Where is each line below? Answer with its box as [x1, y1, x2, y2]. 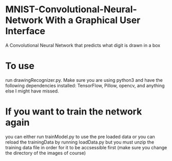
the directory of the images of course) [5, 150, 86, 156]
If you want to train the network [5, 106, 142, 118]
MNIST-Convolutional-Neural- [5, 4, 137, 15]
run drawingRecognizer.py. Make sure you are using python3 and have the [5, 77, 163, 83]
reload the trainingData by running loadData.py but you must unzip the [5, 139, 155, 145]
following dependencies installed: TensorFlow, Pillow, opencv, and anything [5, 82, 165, 88]
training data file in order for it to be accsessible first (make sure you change [5, 144, 167, 150]
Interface [5, 26, 45, 37]
